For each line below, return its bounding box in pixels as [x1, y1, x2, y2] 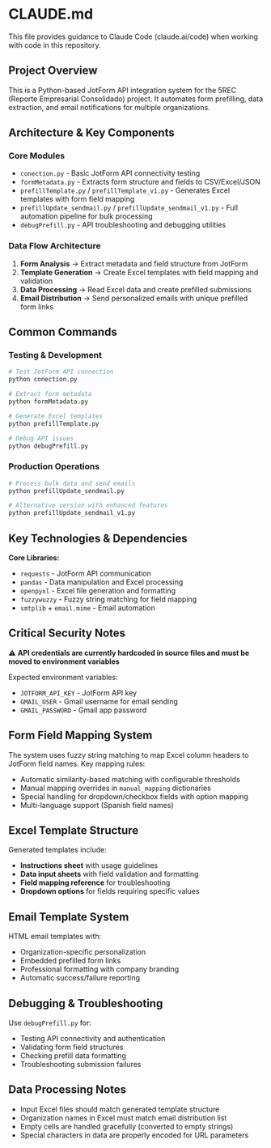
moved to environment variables [8, 657, 120, 666]
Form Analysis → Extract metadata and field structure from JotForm [19, 258, 248, 268]
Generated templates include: [8, 845, 108, 855]
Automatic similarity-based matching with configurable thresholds [19, 774, 240, 784]
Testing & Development [8, 350, 103, 361]
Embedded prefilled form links [19, 956, 121, 966]
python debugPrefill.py [8, 442, 89, 450]
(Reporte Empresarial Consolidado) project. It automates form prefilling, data [8, 94, 264, 104]
